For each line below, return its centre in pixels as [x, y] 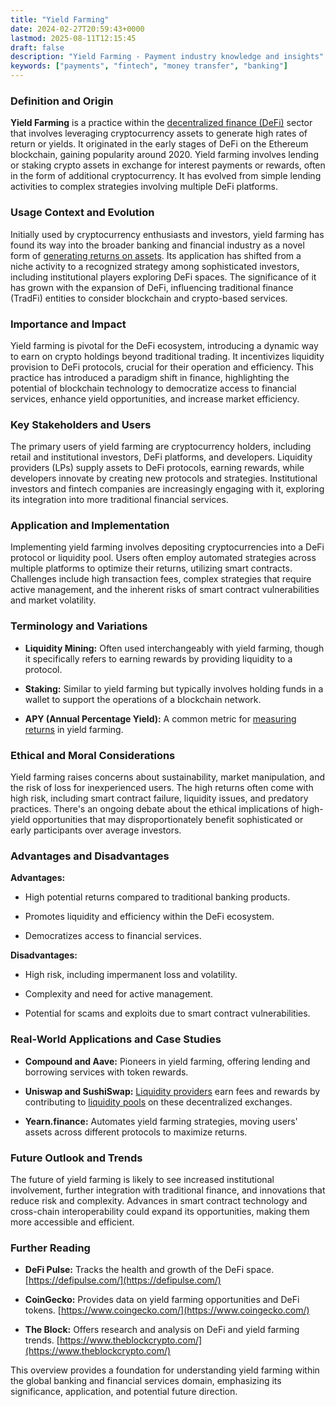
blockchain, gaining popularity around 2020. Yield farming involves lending [164, 155]
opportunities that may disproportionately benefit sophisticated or [168, 820]
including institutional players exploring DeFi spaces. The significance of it [163, 277]
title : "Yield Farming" [60, 19]
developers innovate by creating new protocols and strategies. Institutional [164, 478]
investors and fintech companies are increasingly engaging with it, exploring [167, 489]
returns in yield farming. [74, 729]
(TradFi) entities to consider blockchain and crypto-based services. [149, 298]
